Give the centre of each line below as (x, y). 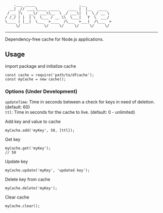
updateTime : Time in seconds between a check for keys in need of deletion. (80, 102)
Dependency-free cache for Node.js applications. (55, 39)
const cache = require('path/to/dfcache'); (50, 75)
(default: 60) (17, 107)
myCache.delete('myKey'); (31, 188)
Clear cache (17, 197)
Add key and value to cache (33, 122)
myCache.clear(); (23, 206)
